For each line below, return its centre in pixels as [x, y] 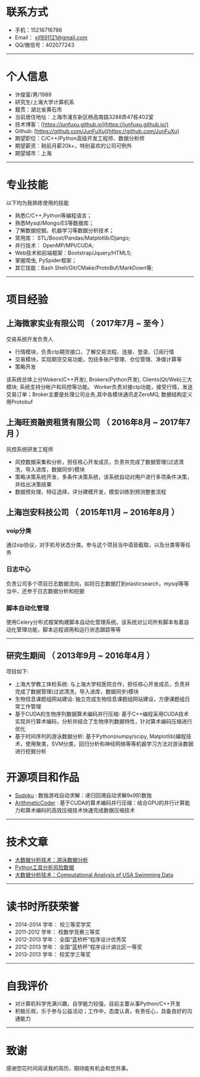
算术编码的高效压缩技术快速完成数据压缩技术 [80, 810]
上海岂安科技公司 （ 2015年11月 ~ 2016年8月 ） [93, 512]
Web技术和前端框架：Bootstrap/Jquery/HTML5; [73, 253]
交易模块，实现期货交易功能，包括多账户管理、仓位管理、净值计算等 [98, 359]
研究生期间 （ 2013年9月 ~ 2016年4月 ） [80, 656]
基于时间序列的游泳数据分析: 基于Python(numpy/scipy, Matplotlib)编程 [100, 736]
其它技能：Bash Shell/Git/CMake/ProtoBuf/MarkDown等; [84, 268]
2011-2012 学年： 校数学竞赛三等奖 [57, 932]
